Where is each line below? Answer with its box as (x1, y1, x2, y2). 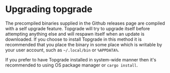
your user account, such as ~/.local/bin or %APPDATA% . (5, 47, 119, 53)
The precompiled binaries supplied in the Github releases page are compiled (5, 20, 165, 26)
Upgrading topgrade (5, 4, 93, 15)
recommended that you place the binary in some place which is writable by (5, 41, 162, 47)
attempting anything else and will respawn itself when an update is (5, 31, 145, 37)
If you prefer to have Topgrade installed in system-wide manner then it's (5, 56, 156, 62)
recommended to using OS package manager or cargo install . (5, 62, 138, 68)
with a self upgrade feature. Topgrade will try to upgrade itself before (5, 25, 150, 31)
